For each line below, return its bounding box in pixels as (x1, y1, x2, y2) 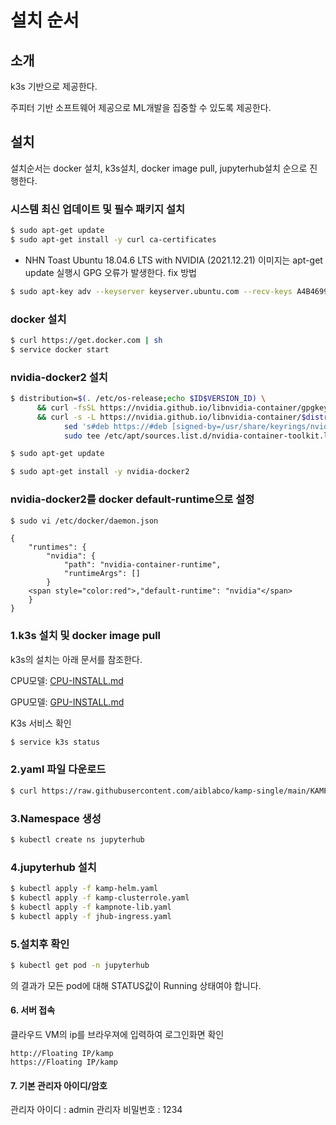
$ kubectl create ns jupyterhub (10, 835, 145, 845)
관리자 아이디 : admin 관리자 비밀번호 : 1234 (10, 1104, 183, 1116)
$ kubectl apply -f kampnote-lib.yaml (10, 902, 172, 912)
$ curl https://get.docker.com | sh (10, 336, 163, 346)
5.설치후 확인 (10, 937, 70, 951)
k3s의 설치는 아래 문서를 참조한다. (10, 653, 143, 665)
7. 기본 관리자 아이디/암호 (10, 1079, 108, 1091)
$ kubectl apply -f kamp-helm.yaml (10, 884, 159, 894)
